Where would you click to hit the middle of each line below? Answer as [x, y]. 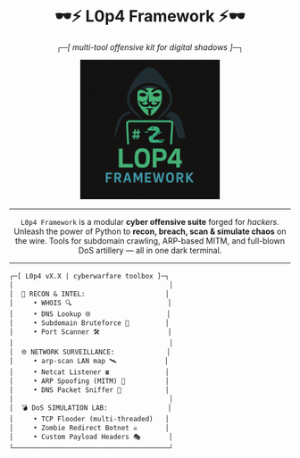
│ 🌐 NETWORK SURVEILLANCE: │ [90, 352]
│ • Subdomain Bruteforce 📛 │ [89, 323]
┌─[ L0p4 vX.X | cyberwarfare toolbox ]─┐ [89, 276]
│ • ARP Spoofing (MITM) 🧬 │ [89, 381]
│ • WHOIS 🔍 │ [91, 303]
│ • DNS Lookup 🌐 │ [90, 314]
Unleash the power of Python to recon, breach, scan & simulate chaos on [150, 231]
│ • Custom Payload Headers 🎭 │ [91, 437]
